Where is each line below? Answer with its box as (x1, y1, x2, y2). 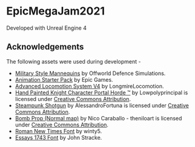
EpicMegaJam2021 (6, 4, 105, 18)
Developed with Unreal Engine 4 (6, 24, 87, 31)
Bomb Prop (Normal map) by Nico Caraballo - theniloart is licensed (15, 114, 182, 122)
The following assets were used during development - (6, 57, 141, 65)
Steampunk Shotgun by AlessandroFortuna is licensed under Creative (15, 102, 189, 109)
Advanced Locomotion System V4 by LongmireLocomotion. (15, 82, 165, 90)
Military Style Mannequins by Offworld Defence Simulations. (15, 70, 166, 77)
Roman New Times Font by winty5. (15, 127, 102, 134)
